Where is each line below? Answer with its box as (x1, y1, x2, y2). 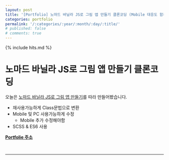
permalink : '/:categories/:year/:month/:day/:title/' (5, 21, 121, 27)
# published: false (5, 26, 46, 31)
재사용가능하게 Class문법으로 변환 (12, 104, 79, 111)
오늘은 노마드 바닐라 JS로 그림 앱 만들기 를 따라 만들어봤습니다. (5, 94, 127, 100)
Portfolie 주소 (5, 134, 33, 140)
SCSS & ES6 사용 (12, 123, 48, 129)
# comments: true (5, 31, 42, 36)
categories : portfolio (5, 17, 53, 22)
